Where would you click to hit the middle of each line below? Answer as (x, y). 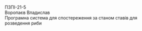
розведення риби (23, 23)
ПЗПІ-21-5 (15, 7)
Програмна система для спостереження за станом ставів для (71, 18)
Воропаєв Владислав (27, 12)
